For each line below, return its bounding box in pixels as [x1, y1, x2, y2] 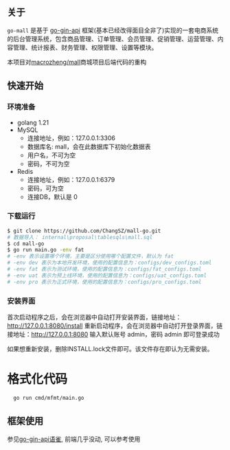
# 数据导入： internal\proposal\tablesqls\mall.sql [7, 234, 153, 240]
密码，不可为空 [27, 159, 70, 168]
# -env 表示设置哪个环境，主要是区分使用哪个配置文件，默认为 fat [7, 253, 174, 260]
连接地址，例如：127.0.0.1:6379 [27, 175, 115, 183]
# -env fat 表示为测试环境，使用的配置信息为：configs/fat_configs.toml [7, 266, 202, 273]
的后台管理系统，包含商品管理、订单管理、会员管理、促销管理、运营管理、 [7, 34, 218, 43]
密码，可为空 [27, 184, 64, 192]
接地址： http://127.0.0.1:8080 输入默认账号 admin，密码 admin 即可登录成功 [7, 330, 220, 338]
